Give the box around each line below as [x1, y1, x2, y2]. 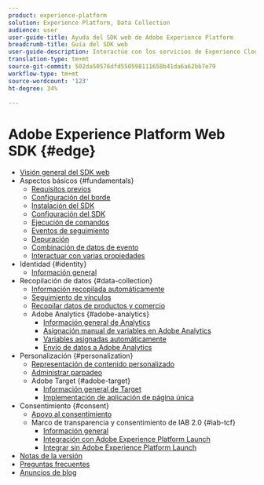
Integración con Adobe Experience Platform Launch [42, 435, 211, 444]
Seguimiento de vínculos [31, 293, 112, 302]
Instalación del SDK [31, 201, 95, 210]
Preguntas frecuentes [19, 460, 90, 469]
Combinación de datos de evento [31, 242, 139, 252]
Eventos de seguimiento [31, 226, 110, 235]
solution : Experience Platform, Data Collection [8, 19, 170, 27]
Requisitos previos [31, 184, 92, 194]
